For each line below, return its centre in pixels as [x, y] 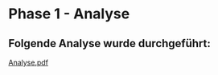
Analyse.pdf [29, 62]
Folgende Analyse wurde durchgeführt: [110, 43]
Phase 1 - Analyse [69, 14]
